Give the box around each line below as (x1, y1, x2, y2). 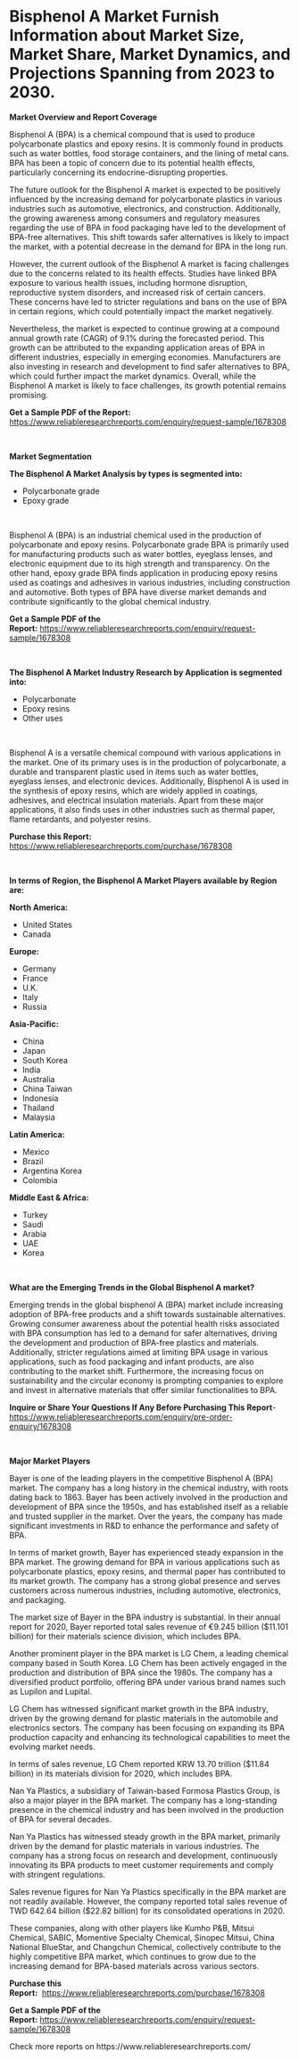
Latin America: (9, 1129, 65, 1139)
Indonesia (21, 1092, 59, 1104)
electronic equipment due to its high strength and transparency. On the (9, 558, 270, 569)
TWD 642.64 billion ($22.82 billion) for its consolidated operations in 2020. (9, 1905, 286, 1916)
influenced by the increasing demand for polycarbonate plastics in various (9, 194, 283, 204)
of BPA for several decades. (9, 1814, 112, 1824)
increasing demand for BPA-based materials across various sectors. (9, 1960, 260, 1971)
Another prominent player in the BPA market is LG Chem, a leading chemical (9, 1647, 289, 1658)
